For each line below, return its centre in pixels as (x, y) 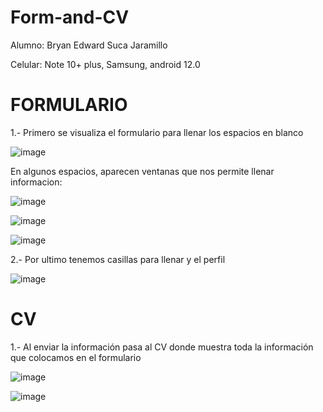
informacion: (36, 182)
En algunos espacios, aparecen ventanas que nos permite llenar (142, 171)
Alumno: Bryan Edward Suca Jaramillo (89, 45)
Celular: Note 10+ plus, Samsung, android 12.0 (105, 64)
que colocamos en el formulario (76, 357)
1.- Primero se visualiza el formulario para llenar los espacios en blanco (157, 132)
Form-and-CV (70, 17)
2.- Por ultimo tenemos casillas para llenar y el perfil (118, 259)
